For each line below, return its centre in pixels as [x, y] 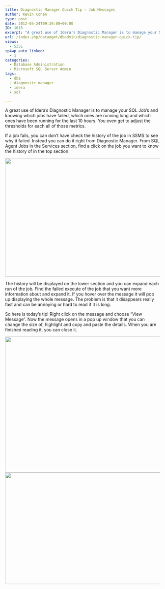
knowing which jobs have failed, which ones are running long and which [78, 116]
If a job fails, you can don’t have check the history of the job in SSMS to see [82, 135]
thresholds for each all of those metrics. [45, 126]
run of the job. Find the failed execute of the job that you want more [73, 289]
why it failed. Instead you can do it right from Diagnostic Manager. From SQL [82, 141]
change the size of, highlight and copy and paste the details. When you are [81, 325]
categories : [17, 60]
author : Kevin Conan [26, 14]
